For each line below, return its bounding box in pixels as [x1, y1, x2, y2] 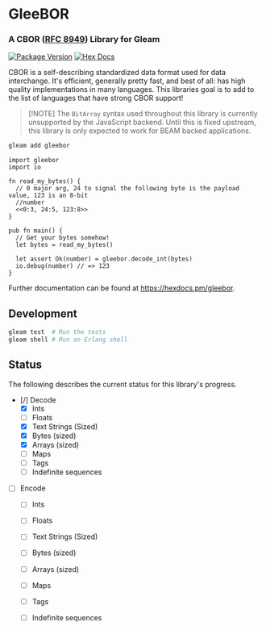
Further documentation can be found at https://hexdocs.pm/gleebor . [8, 283, 235, 293]
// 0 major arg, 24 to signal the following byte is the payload [15, 185, 240, 193]
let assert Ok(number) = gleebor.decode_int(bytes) [15, 255, 193, 263]
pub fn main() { [8, 227, 63, 235]
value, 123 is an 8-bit [8, 191, 89, 200]
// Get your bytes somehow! [15, 234, 110, 242]
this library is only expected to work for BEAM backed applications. [27, 126, 251, 136]
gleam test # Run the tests [8, 328, 106, 336]
